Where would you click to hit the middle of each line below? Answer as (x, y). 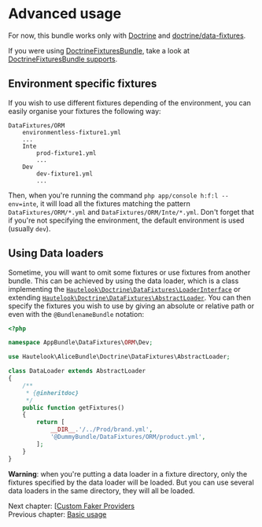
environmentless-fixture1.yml (72, 132)
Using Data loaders (56, 254)
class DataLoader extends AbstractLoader (77, 371)
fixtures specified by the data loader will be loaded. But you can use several (131, 482)
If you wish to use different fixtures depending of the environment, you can (130, 102)
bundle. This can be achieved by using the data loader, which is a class (124, 281)
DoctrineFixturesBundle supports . (63, 59)
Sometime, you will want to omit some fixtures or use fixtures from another (129, 272)
